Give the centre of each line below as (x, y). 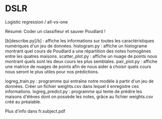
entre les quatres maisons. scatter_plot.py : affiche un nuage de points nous (81, 56)
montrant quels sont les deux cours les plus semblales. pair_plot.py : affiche (81, 61)
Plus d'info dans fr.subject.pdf (35, 111)
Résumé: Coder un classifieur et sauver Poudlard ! (55, 31)
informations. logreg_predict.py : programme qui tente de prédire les (74, 91)
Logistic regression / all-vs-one (36, 22)
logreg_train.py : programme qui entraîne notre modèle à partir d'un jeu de (80, 81)
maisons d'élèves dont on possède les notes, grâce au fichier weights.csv (79, 96)
